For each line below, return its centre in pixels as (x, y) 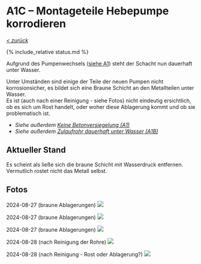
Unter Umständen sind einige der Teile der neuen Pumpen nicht (85, 81)
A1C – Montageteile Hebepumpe (88, 11)
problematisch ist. (28, 113)
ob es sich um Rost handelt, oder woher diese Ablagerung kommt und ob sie (101, 107)
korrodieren (36, 24)
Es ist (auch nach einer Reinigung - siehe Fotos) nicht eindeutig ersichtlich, (99, 101)
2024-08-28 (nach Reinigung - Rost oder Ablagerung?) (74, 254)
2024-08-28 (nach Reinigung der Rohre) (56, 242)
